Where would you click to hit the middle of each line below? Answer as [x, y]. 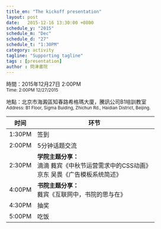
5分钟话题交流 [57, 146]
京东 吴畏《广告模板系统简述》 [80, 175]
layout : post [22, 17]
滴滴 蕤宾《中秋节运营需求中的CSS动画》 [95, 166]
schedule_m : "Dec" [29, 34]
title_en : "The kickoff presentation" [54, 12]
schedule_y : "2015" [30, 28]
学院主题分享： [58, 157]
